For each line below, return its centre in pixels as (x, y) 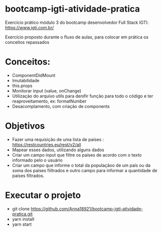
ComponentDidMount (34, 75)
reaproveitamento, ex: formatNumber (49, 101)
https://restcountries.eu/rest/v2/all (46, 144)
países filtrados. (28, 176)
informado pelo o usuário (37, 160)
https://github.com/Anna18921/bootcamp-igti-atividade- (87, 209)
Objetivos (25, 126)
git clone (21, 209)
